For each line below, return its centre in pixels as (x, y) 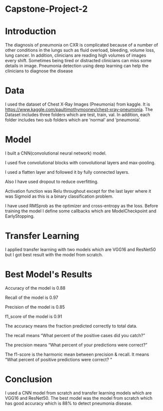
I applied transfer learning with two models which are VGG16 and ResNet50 (81, 249)
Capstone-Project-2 (46, 9)
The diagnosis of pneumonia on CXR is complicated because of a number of (81, 45)
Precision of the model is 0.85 (35, 307)
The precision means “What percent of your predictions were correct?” (76, 345)
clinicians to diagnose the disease (39, 71)
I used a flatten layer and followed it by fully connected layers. (67, 172)
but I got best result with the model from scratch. (54, 254)
